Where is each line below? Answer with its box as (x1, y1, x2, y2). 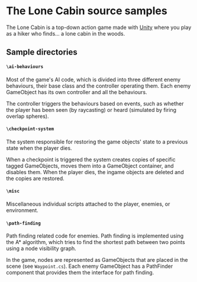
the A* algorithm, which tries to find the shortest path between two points (6, 239, 185, 246)
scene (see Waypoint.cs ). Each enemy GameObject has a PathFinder (6, 262, 173, 270)
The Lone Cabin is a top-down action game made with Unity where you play (6, 24, 192, 31)
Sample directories (6, 47, 78, 57)
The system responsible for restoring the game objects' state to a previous (6, 138, 188, 145)
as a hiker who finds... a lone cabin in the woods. (6, 30, 125, 37)
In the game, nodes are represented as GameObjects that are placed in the (6, 257, 188, 264)
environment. (6, 206, 38, 214)
